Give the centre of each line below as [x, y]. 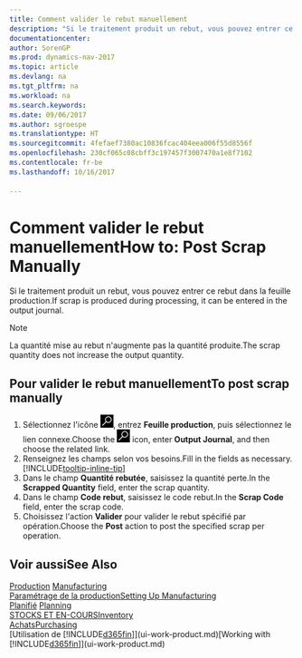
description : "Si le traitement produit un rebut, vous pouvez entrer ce [151, 29]
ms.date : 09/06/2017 [48, 115]
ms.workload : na [40, 95]
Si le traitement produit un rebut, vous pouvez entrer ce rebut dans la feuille [150, 291]
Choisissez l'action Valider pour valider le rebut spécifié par [134, 517]
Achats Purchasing [43, 624]
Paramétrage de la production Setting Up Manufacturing [113, 596]
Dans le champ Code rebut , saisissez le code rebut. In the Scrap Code [153, 498]
